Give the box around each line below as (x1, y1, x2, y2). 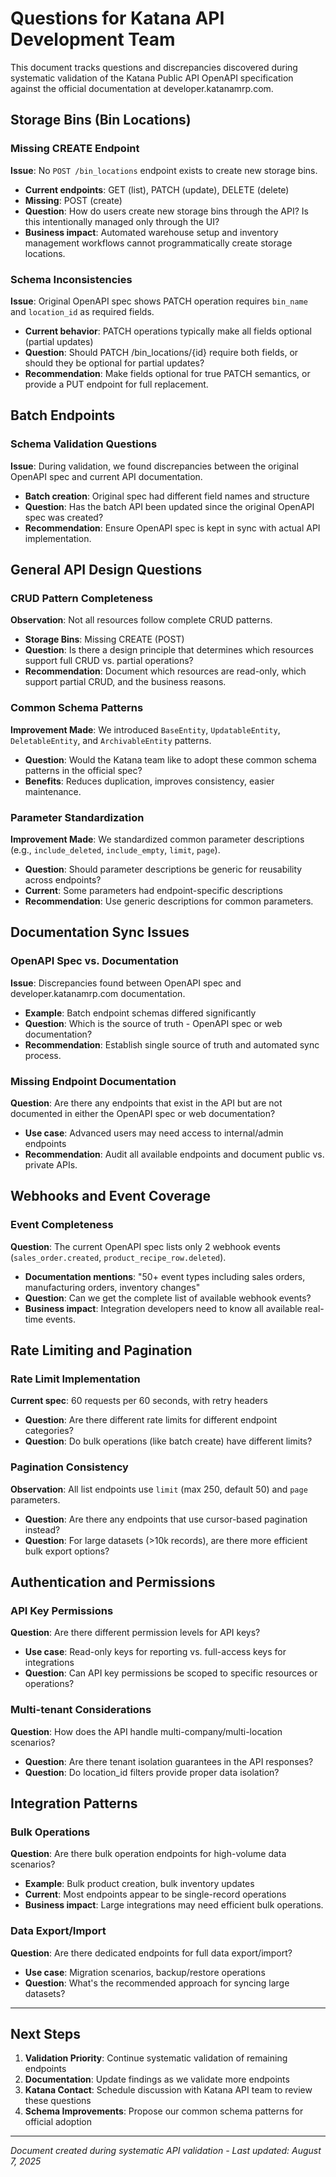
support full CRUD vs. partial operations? (24, 655, 194, 667)
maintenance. (24, 785, 82, 797)
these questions (24, 2095, 92, 2107)
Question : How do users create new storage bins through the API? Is (24, 205, 309, 217)
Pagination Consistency (10, 1460, 129, 1474)
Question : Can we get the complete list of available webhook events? (24, 1292, 312, 1304)
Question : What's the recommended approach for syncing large (24, 1977, 290, 1989)
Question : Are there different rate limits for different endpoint (24, 1414, 278, 1426)
